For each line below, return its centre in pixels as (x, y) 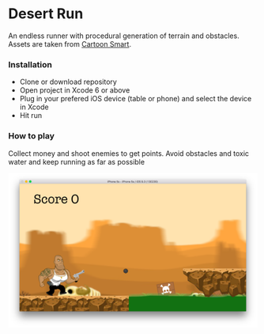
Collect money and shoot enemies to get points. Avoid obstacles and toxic (129, 153)
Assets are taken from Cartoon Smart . (70, 44)
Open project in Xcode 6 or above (75, 90)
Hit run (30, 116)
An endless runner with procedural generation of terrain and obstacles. (124, 36)
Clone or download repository (68, 82)
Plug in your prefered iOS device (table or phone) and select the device (136, 99)
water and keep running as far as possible (76, 161)
